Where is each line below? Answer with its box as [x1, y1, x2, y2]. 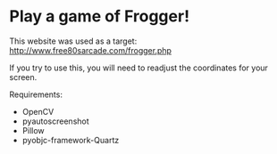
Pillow [21, 125, 45, 135]
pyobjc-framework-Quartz [21, 134, 120, 145]
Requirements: [9, 89, 63, 100]
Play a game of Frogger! [9, 6, 190, 27]
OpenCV [21, 106, 55, 117]
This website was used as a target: [9, 36, 138, 46]
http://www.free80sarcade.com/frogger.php [9, 45, 172, 55]
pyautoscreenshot [21, 116, 89, 126]
